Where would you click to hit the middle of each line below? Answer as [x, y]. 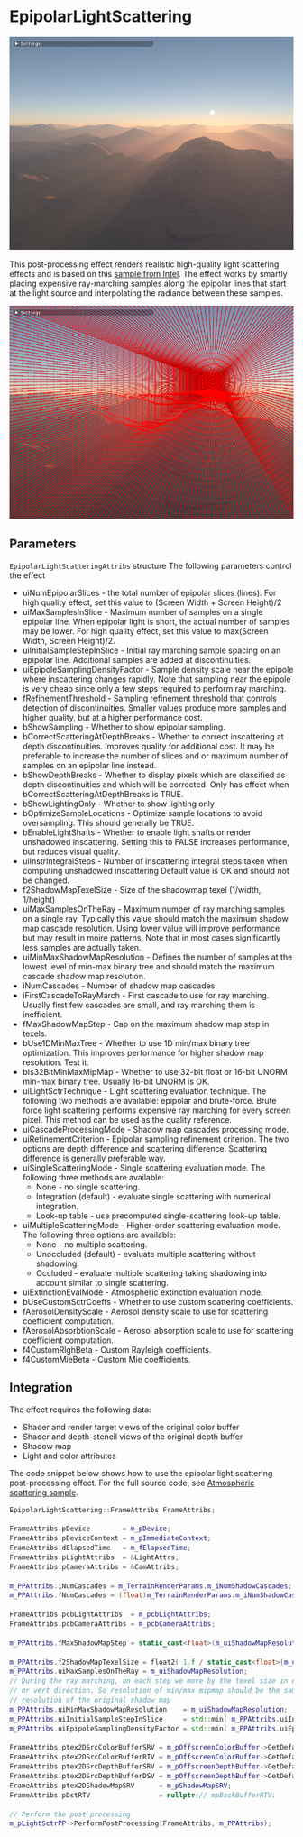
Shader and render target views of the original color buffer [131, 1427]
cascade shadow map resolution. [84, 976]
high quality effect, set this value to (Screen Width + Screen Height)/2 [152, 602]
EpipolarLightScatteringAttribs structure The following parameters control [151, 565]
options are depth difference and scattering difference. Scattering [145, 1148]
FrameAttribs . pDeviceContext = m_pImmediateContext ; [110, 1538]
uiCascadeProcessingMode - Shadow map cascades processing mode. [156, 1129]
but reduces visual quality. [71, 851]
